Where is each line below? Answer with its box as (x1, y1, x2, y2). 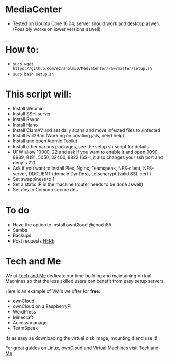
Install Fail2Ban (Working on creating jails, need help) (12, 132, 125, 138)
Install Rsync (12, 116, 40, 122)
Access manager (12, 319, 48, 325)
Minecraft (12, 314, 33, 320)
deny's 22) (12, 159, 36, 165)
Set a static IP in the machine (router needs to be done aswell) (12, 181, 144, 187)
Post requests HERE (12, 237, 55, 244)
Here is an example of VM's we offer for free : (5, 287, 101, 294)
